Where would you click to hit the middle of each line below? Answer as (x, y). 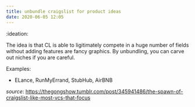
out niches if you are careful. (41, 57)
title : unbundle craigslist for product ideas (64, 11)
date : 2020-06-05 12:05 (35, 17)
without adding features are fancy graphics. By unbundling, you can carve (95, 51)
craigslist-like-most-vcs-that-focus (48, 98)
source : (15, 91)
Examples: (18, 68)
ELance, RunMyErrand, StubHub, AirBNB (63, 80)
